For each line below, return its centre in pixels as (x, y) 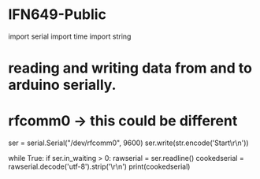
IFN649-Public (57, 15)
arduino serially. (62, 85)
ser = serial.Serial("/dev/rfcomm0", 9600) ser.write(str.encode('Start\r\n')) (129, 143)
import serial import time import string (70, 36)
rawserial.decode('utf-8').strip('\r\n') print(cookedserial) (99, 166)
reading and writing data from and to (130, 68)
